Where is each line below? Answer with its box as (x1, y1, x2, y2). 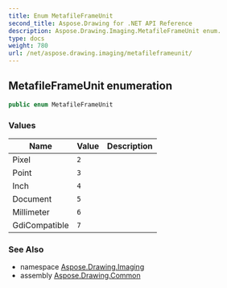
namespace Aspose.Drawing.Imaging (19, 262, 145, 272)
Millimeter (12, 207, 50, 218)
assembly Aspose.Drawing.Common (19, 271, 141, 281)
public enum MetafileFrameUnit (8, 100, 113, 109)
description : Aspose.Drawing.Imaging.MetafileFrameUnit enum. (8, 27, 221, 35)
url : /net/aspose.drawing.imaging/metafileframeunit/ (8, 49, 193, 57)
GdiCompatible (12, 219, 69, 231)
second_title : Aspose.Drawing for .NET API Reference (8, 19, 193, 27)
